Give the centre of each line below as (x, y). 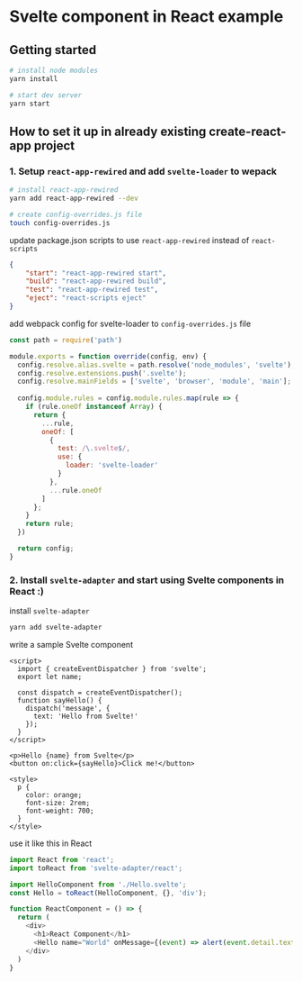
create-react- (248, 131)
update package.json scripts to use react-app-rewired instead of (129, 240)
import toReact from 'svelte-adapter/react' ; (96, 868)
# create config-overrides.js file (76, 214)
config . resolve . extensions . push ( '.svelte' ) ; (102, 373)
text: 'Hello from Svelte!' (86, 716)
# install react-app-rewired (64, 190)
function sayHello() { (60, 700)
